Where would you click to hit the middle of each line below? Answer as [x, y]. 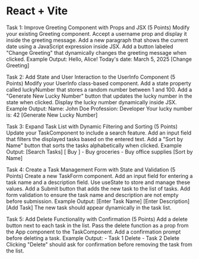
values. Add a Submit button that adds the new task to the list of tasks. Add [98, 188]
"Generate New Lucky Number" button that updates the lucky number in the [99, 96]
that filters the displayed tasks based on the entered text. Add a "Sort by [95, 139]
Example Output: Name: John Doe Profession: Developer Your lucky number [99, 108]
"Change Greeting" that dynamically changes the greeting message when [97, 52]
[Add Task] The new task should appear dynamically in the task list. [89, 207]
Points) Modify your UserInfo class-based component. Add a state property [99, 83]
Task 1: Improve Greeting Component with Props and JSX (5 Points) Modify [98, 27]
